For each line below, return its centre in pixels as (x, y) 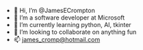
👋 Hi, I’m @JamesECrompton (54, 10)
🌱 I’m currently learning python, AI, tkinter (72, 25)
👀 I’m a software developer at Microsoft (69, 18)
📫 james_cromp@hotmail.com (57, 40)
